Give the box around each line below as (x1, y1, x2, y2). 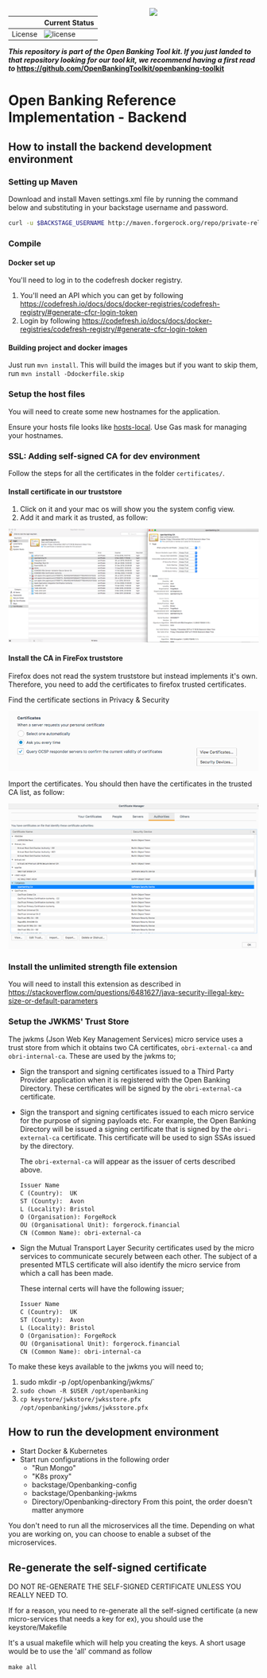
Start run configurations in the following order (19, 1455, 169, 1464)
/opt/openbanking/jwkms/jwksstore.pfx (19, 1404, 149, 1412)
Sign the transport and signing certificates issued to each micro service (19, 1107, 254, 1117)
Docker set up (8, 258, 56, 267)
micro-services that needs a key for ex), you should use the (8, 1614, 204, 1624)
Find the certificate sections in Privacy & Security (8, 695, 170, 704)
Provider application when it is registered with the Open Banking (19, 1075, 230, 1084)
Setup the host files (8, 389, 86, 400)
